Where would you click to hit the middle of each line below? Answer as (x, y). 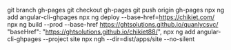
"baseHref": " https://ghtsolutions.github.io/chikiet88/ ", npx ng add (101, 32)
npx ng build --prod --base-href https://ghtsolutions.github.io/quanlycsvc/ (113, 24)
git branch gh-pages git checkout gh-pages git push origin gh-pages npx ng (116, 10)
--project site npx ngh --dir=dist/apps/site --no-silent (119, 39)
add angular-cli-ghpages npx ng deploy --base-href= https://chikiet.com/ (111, 17)
